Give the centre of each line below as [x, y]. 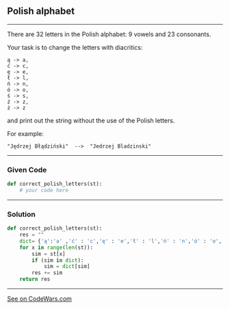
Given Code [27, 170]
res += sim [47, 273]
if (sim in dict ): [58, 260]
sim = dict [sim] [67, 267]
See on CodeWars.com [39, 299]
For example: [26, 133]
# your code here [44, 190]
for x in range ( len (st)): [56, 247]
